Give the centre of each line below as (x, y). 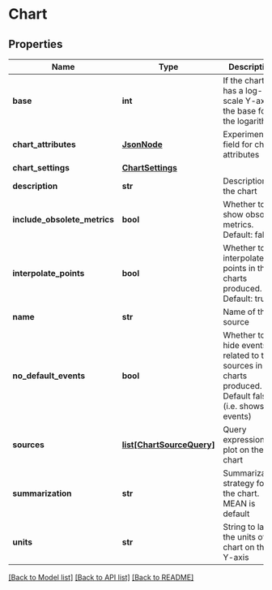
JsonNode (142, 144)
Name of (239, 312)
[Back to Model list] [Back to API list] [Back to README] (101, 577)
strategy (238, 483)
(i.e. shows (243, 406)
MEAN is (239, 504)
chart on (238, 547)
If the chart (243, 80)
